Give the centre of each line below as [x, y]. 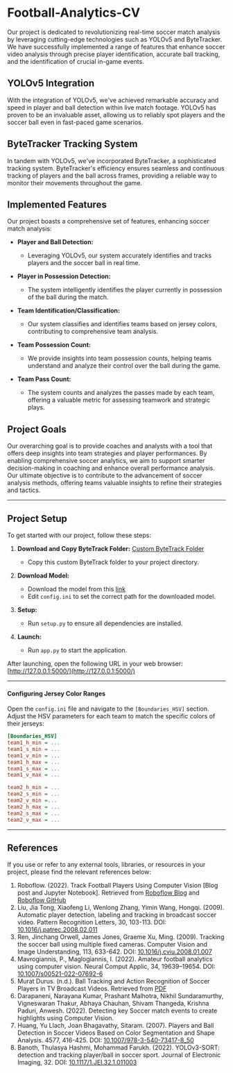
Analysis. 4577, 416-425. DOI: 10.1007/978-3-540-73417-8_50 [105, 1040]
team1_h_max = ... [34, 762]
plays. [36, 407]
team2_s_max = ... [34, 813]
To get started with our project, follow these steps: [79, 535]
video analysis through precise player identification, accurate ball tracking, [114, 54]
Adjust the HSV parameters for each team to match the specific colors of [111, 716]
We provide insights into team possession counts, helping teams [120, 358]
